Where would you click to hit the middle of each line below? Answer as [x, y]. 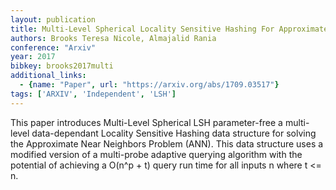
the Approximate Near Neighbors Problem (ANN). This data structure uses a [167, 143]
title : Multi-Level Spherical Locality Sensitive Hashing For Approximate [169, 29]
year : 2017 [33, 57]
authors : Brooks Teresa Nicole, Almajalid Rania [113, 38]
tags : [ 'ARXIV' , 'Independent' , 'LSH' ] [93, 94]
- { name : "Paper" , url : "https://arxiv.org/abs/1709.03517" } [149, 85]
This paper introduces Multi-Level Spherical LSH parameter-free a [146, 122]
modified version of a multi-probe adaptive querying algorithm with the [156, 154]
